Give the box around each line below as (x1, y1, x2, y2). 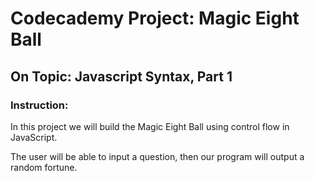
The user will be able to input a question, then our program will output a (10, 150, 305, 162)
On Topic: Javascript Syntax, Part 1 (10, 68, 233, 85)
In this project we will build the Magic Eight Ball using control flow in (10, 120, 290, 132)
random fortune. (10, 161, 78, 173)
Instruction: (10, 98, 69, 112)
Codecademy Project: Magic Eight (10, 7, 300, 30)
